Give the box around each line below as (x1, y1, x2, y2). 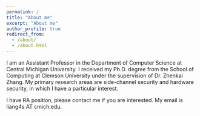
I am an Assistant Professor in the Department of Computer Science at (6, 59, 182, 66)
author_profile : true (6, 25, 61, 32)
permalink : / (6, 8, 39, 15)
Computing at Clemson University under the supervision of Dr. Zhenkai (6, 72, 183, 79)
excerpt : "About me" (6, 20, 59, 26)
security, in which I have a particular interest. (6, 85, 119, 92)
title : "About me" (6, 14, 53, 21)
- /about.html (12, 43, 47, 49)
